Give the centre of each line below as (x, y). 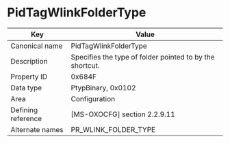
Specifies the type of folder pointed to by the (143, 57)
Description (29, 61)
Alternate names (37, 129)
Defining (24, 109)
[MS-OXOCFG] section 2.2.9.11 (123, 114)
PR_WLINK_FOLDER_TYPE (113, 129)
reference (26, 118)
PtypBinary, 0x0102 (103, 88)
